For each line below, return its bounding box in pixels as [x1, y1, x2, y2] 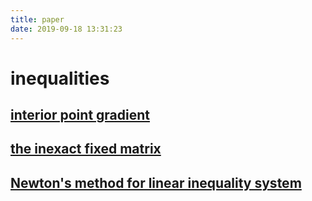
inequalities [10, 67, 110, 90]
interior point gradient [10, 107, 150, 124]
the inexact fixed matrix [10, 141, 162, 158]
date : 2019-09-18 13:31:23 [10, 24, 123, 34]
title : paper [10, 14, 65, 25]
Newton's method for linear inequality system [10, 174, 302, 191]
